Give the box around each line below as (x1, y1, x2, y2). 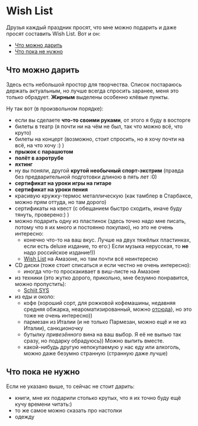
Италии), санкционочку (23, 325, 84, 332)
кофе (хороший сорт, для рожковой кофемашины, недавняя (23, 299, 176, 306)
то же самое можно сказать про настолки (14, 406, 123, 414)
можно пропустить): (14, 280, 66, 287)
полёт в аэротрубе (14, 154, 64, 161)
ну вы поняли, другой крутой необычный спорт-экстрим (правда (14, 167, 184, 174)
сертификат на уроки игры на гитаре (14, 179, 111, 186)
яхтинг (14, 160, 33, 167)
